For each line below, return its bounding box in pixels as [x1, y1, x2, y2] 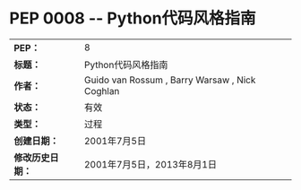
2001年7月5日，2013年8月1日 [83, 158, 218, 170]
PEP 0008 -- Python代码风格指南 [9, 8, 257, 29]
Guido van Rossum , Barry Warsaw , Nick [83, 73, 256, 86]
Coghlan [83, 84, 120, 97]
